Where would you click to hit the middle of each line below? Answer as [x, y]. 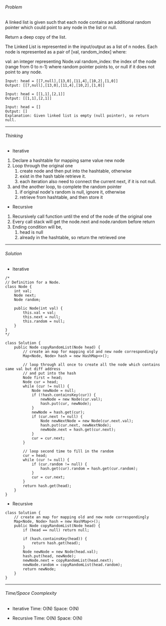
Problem [14, 7]
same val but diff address [33, 369]
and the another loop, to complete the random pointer [67, 187]
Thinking [14, 136]
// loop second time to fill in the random [68, 451]
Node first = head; [43, 378]
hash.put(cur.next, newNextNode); [76, 425]
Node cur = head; [41, 382]
